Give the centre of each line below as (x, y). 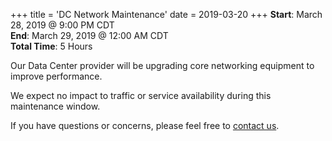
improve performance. (56, 76)
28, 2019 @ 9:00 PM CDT (62, 25)
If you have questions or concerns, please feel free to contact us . (145, 125)
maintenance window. (55, 106)
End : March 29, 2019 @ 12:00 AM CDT (89, 35)
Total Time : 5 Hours (51, 46)
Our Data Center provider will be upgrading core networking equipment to (162, 65)
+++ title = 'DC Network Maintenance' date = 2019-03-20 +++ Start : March (166, 14)
